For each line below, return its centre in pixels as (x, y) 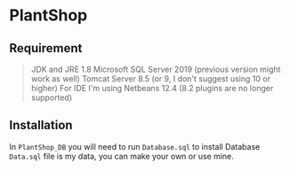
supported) (52, 97)
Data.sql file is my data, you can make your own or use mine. (121, 156)
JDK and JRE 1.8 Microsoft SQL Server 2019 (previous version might (156, 69)
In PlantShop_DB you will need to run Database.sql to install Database (135, 146)
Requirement (46, 48)
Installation (41, 125)
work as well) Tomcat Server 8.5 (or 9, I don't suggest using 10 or (151, 79)
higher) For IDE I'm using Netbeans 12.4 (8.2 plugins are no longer (152, 88)
